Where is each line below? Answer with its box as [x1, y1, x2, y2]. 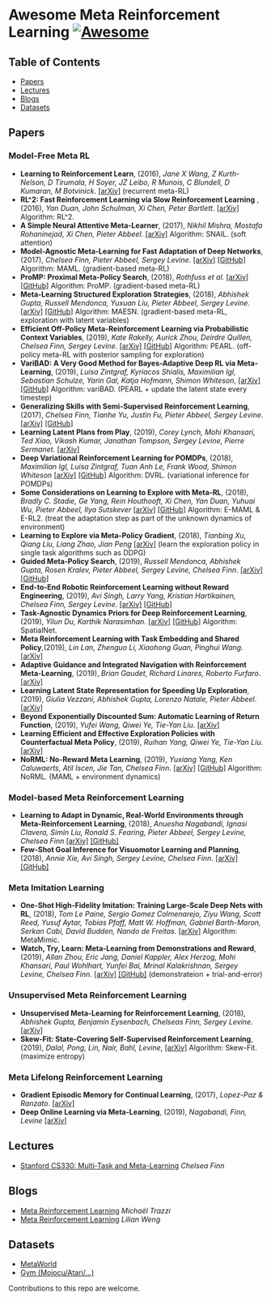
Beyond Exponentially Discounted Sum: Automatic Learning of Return [19, 711, 260, 721]
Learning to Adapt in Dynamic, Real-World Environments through [19, 810, 244, 820]
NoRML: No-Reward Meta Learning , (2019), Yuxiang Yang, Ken [19, 754, 233, 764]
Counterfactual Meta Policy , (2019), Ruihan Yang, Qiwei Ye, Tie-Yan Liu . [19, 737, 264, 747]
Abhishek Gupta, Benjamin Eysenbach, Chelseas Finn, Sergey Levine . [19, 1016, 253, 1026]
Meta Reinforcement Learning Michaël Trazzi [19, 1205, 171, 1215]
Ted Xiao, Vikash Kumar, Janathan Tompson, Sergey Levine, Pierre [19, 435, 245, 445]
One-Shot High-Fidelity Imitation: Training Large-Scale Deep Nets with [19, 901, 263, 910]
